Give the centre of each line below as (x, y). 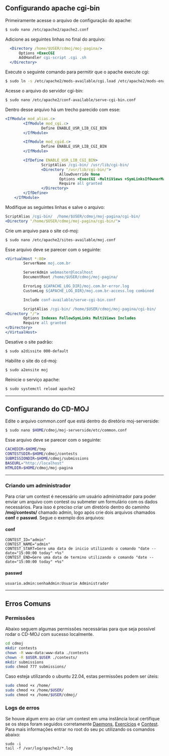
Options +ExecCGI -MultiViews (91, 179)
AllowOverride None (79, 174)
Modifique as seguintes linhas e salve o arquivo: (55, 207)
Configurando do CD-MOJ (47, 409)
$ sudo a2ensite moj (27, 370)
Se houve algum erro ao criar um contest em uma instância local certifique (82, 719)
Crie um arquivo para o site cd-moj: (42, 231)
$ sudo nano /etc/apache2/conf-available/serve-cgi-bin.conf (71, 100)
